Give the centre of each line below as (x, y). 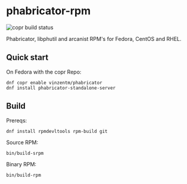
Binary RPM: (21, 164)
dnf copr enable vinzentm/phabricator (54, 83)
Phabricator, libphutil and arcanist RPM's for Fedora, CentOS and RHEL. (94, 39)
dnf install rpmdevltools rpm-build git (57, 131)
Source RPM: (22, 142)
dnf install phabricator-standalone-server (61, 88)
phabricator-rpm (49, 11)
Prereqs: (17, 120)
